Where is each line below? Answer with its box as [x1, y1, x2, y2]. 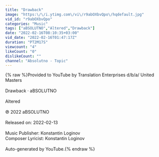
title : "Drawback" [5, 7, 43, 12]
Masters [5, 77, 22, 83]
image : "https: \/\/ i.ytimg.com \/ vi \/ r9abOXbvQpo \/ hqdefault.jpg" [5, 12, 144, 17]
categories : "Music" [5, 21, 48, 26]
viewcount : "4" [5, 44, 37, 49]
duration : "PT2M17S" [5, 40, 48, 45]
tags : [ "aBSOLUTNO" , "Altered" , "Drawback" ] [5, 26, 95, 31]
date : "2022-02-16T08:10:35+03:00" [5, 30, 79, 35]
